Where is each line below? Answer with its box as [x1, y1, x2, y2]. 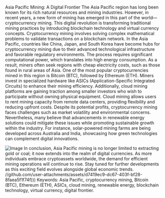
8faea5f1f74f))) [5, 177, 36, 183]
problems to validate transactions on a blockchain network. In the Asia [5, 36, 148, 42]
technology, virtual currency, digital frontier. [5, 188, 94, 193]
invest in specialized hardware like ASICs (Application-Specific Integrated [5, 78, 155, 84]
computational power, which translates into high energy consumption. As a [5, 57, 157, 62]
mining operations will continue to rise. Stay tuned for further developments [5, 161, 159, 167]
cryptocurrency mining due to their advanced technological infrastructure [5, 47, 155, 52]
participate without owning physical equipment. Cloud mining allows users [5, 94, 157, 99]
